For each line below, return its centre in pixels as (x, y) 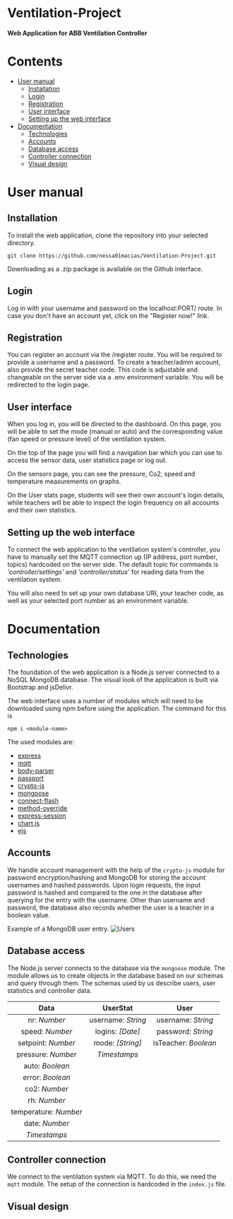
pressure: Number (47, 1054)
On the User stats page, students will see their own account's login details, (116, 495)
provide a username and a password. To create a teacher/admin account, (114, 363)
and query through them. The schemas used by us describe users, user (112, 983)
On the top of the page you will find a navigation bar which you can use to (115, 453)
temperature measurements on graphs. (64, 481)
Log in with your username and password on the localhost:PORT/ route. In (115, 308)
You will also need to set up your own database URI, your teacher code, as (115, 593)
